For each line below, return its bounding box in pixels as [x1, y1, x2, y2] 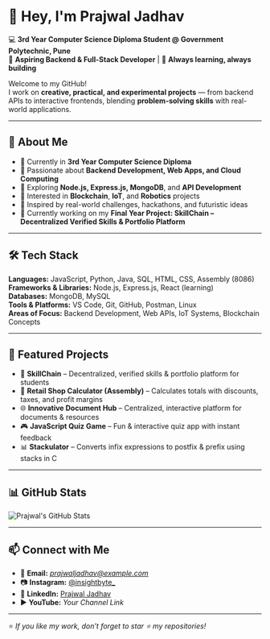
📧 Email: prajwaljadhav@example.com [19, 568, 149, 578]
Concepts [8, 317, 41, 326]
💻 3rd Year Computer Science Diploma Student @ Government [8, 34, 223, 44]
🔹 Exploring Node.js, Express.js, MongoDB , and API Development [19, 182, 242, 192]
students [19, 378, 50, 388]
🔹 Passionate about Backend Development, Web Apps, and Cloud [19, 165, 241, 175]
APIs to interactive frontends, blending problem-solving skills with [8, 96, 230, 106]
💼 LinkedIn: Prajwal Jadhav [19, 589, 111, 599]
